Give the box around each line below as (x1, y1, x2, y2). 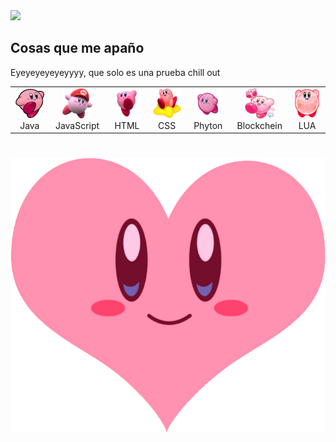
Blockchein (236, 119, 283, 131)
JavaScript (54, 119, 100, 131)
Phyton (193, 119, 223, 131)
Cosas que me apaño (10, 40, 145, 57)
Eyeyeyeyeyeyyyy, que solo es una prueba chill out (10, 66, 221, 78)
